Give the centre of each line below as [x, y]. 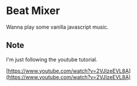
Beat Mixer [33, 11]
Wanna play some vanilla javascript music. [57, 27]
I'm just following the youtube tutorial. [52, 59]
